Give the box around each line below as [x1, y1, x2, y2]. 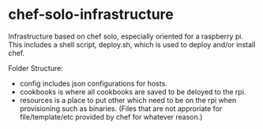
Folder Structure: [8, 63, 63, 72]
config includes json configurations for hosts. [19, 79, 167, 88]
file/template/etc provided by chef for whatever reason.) [19, 112, 203, 121]
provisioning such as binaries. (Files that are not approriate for [19, 104, 223, 113]
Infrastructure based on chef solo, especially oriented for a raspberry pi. [8, 31, 243, 41]
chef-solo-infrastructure [8, 6, 174, 24]
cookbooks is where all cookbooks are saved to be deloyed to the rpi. [19, 87, 246, 96]
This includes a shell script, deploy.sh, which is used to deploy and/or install [8, 39, 256, 49]
